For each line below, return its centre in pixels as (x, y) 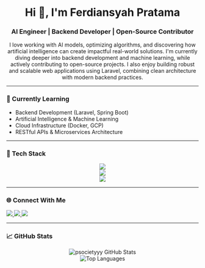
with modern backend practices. (103, 77)
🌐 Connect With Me (36, 200)
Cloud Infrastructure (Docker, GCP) (59, 125)
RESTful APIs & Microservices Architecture (69, 132)
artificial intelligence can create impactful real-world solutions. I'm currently (103, 51)
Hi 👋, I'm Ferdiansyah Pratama (103, 13)
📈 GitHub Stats (30, 236)
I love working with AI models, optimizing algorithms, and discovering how (103, 45)
